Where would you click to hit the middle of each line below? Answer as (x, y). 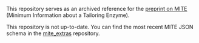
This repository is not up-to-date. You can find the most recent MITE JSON (100, 27)
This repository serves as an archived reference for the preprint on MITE (97, 9)
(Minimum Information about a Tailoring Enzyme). (68, 15)
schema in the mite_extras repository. (53, 33)
